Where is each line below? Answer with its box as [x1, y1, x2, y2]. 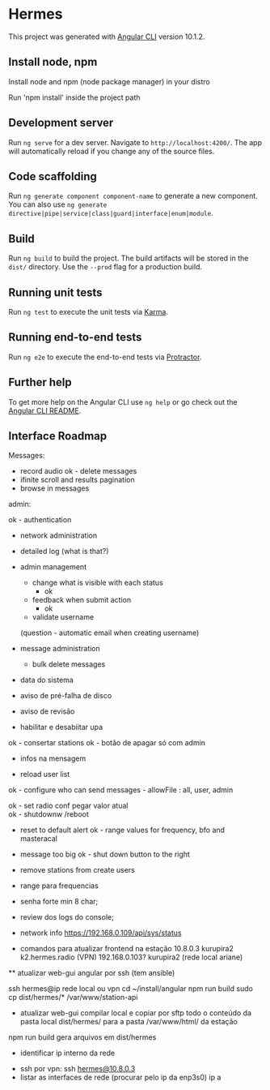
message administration [19, 644, 101, 654]
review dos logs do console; [19, 912, 115, 922]
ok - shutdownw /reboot [8, 809, 89, 819]
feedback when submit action [32, 595, 132, 605]
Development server [8, 116, 114, 130]
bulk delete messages [32, 659, 106, 669]
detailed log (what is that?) [19, 547, 109, 556]
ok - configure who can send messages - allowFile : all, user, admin [8, 785, 234, 795]
